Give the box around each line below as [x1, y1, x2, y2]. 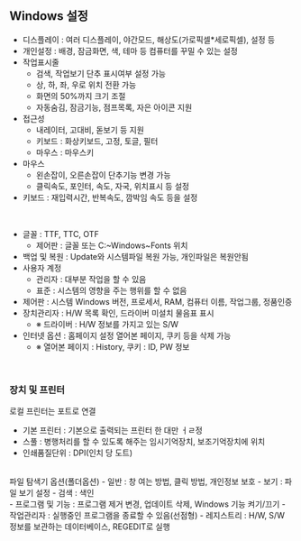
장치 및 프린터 [9, 383, 66, 396]
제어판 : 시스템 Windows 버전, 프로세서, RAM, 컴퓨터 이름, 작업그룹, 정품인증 [22, 296, 293, 307]
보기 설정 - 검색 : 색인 [18, 488, 95, 499]
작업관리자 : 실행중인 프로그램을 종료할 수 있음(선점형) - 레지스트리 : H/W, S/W [9, 510, 286, 521]
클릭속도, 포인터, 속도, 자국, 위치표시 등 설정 [35, 180, 190, 191]
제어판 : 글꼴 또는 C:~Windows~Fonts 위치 [35, 240, 188, 251]
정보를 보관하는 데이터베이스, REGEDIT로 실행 [9, 521, 171, 532]
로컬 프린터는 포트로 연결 [9, 406, 96, 417]
